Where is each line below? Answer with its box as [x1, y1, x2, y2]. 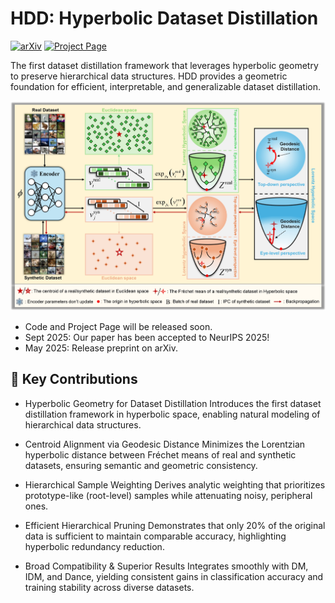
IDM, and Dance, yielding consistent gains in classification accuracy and [24, 570, 324, 582]
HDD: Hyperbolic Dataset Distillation [10, 7, 319, 30]
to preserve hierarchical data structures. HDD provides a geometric [10, 70, 288, 82]
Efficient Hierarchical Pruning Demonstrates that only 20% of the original [24, 519, 326, 531]
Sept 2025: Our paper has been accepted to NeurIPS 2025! [24, 331, 270, 343]
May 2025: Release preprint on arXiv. [24, 342, 178, 354]
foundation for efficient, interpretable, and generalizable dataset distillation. [10, 80, 322, 92]
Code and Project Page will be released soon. [24, 320, 213, 332]
